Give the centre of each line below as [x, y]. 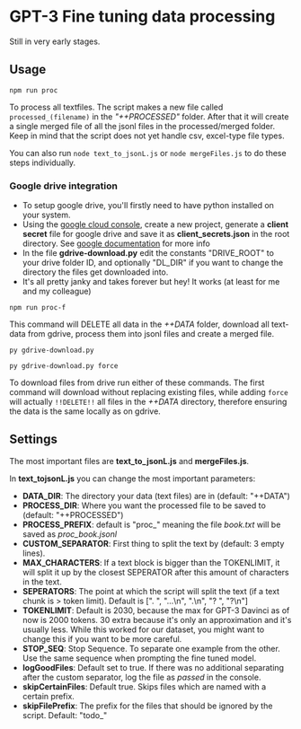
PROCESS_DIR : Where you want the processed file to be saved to [144, 505]
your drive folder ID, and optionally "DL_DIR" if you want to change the [153, 263]
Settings [34, 439]
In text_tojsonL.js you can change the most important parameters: [133, 479]
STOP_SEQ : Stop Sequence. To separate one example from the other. [151, 648]
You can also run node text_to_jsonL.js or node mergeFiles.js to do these [148, 153]
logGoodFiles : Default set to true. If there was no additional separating [153, 667]
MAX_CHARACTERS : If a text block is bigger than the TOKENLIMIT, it [151, 562]
